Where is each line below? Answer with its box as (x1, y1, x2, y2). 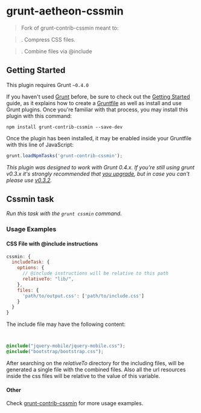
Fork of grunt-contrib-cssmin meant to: (21, 24, 119, 31)
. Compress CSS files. (21, 36, 75, 43)
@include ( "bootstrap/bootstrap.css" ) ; (6, 349, 104, 355)
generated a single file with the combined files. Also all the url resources (6, 366, 186, 373)
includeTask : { (11, 259, 50, 265)
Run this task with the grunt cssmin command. (6, 210, 122, 217)
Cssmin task (6, 194, 54, 204)
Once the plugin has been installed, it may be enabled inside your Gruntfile (6, 134, 192, 141)
